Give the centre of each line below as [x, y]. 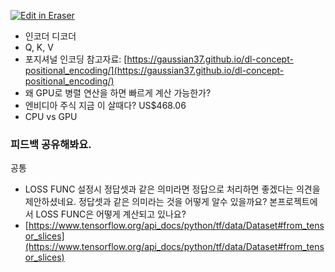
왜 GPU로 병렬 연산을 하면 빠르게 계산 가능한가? [118, 93]
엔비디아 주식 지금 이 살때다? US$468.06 [105, 105]
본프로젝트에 [293, 202]
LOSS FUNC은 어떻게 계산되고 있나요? [111, 214]
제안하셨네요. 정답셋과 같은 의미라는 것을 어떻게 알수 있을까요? [146, 202]
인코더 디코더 [50, 36]
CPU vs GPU [51, 116]
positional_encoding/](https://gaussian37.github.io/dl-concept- [154, 70]
